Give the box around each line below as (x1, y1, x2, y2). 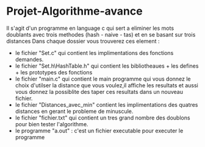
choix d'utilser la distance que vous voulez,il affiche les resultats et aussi (15, 81, 198, 89)
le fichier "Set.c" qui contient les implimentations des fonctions (15, 49, 174, 56)
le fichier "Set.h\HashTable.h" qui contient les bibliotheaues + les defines (15, 62, 199, 70)
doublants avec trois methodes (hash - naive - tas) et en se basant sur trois (6, 30, 196, 38)
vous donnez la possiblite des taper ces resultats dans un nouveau (15, 88, 183, 95)
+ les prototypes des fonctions (15, 68, 93, 76)
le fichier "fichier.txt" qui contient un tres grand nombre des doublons (15, 114, 190, 121)
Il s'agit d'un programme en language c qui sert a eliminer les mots (6, 24, 174, 32)
